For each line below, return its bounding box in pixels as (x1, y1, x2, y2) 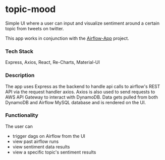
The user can (5, 123, 33, 129)
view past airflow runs (12, 138, 59, 144)
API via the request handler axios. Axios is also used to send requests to (5, 89, 155, 95)
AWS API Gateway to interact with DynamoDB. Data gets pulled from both (5, 94, 158, 100)
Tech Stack (5, 48, 34, 55)
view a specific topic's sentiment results (12, 149, 96, 155)
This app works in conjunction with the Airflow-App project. (5, 35, 130, 41)
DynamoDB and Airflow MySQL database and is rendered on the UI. (5, 99, 146, 105)
